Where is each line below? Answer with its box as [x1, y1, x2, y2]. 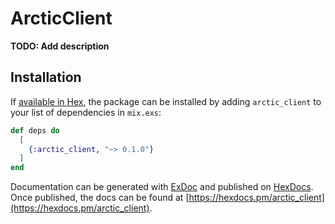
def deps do [10, 125, 60, 136]
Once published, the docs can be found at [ [10, 192, 190, 204]
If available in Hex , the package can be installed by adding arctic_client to [10, 95, 322, 107]
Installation [10, 69, 82, 86]
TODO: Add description [10, 40, 110, 52]
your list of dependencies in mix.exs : [10, 106, 162, 118]
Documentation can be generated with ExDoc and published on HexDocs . [10, 181, 314, 193]
